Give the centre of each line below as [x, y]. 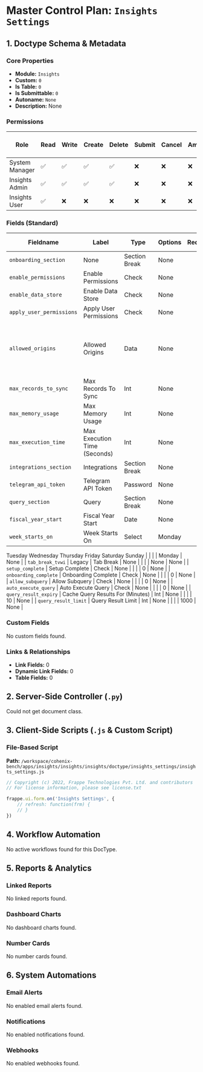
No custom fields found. [36, 636]
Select [133, 537]
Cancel [172, 145]
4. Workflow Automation [53, 835]
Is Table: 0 [28, 87]
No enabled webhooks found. [43, 1064]
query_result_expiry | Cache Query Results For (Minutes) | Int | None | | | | [99, 594]
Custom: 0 [28, 80]
